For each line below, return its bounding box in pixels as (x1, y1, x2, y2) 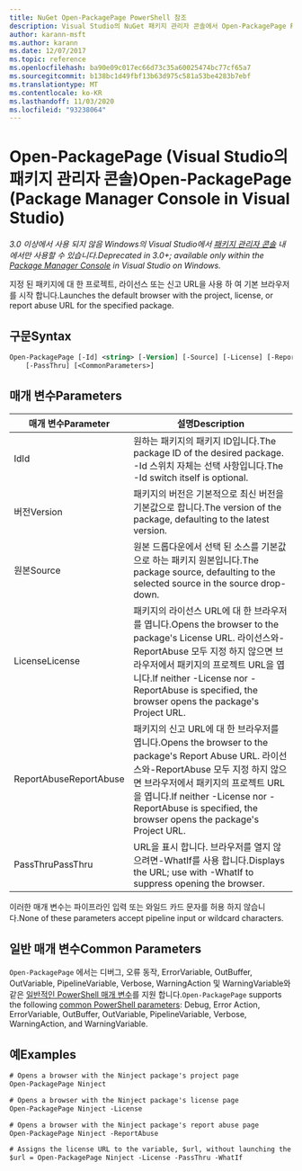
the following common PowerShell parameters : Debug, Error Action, (9, 999, 261, 1010)
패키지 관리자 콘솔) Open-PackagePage (9, 169, 292, 190)
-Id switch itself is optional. (133, 471, 249, 484)
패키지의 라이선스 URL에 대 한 (133, 604, 253, 617)
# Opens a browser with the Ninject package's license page (9, 1095, 240, 1104)
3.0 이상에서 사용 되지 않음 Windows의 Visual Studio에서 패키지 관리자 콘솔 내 (9, 239, 286, 250)
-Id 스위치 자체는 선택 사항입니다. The (133, 460, 284, 472)
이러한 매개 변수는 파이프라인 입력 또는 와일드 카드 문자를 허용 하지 (9, 901, 242, 912)
